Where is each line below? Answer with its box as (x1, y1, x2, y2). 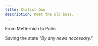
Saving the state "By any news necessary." (5, 35, 93, 41)
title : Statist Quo (5, 7, 46, 12)
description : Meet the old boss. (5, 12, 74, 17)
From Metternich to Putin (5, 25, 56, 31)
